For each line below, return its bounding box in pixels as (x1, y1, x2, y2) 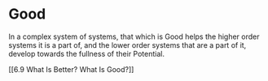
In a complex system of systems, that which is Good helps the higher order (8, 32, 260, 41)
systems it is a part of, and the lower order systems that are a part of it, (8, 40, 247, 49)
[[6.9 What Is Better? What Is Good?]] (8, 64, 134, 74)
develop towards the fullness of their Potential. (8, 49, 165, 58)
